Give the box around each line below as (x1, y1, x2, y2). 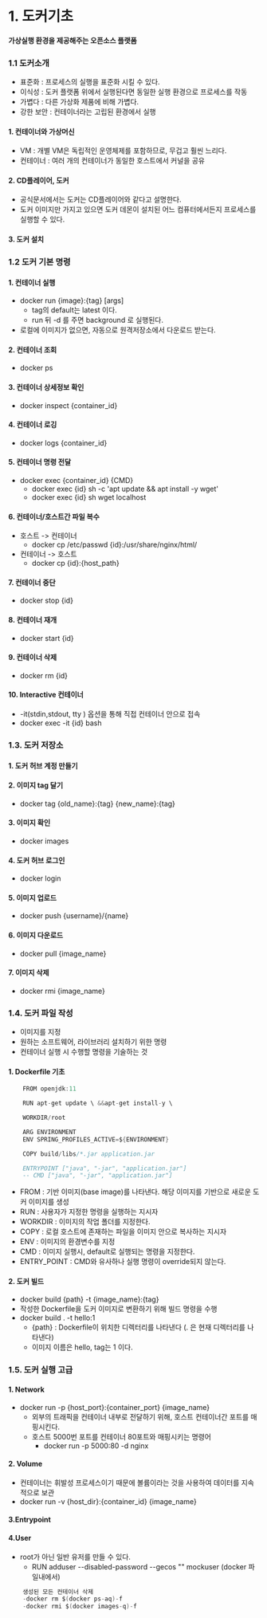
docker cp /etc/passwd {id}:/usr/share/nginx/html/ (31, 540, 198, 550)
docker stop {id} (19, 595, 74, 606)
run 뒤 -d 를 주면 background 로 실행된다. (31, 316, 164, 325)
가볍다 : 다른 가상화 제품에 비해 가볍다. (19, 97, 139, 107)
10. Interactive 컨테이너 (8, 690, 84, 700)
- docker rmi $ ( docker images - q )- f (22, 1603, 137, 1611)
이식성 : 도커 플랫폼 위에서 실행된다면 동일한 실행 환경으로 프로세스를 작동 (19, 87, 248, 96)
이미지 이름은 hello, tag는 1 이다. (31, 1342, 133, 1352)
